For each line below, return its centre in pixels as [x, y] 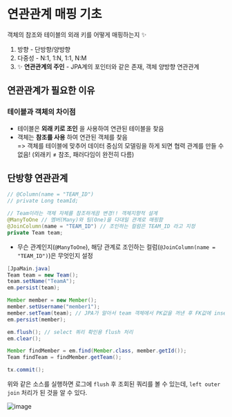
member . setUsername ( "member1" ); [54, 307]
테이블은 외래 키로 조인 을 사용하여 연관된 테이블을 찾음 [90, 128]
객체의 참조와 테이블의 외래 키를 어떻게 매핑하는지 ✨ [77, 35]
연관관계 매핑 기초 [55, 14]
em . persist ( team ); [33, 288]
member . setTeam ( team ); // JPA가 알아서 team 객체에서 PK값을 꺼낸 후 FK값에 [109, 313]
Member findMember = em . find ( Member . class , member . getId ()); [97, 351]
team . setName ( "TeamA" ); [41, 281]
